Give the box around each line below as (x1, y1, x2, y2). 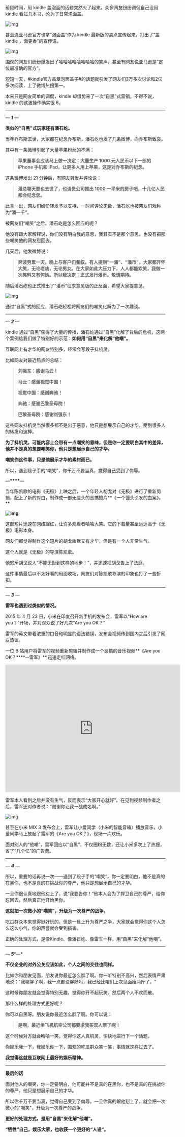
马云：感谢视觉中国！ (17, 379, 63, 384)
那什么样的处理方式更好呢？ (5, 1000, 64, 1006)
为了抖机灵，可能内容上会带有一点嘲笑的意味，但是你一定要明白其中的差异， (5, 440, 166, 445)
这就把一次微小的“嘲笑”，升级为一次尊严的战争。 (5, 908, 108, 914)
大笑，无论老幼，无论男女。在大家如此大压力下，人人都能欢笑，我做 (17, 265, 161, 272)
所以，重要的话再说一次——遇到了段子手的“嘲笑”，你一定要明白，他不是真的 (5, 874, 165, 879)
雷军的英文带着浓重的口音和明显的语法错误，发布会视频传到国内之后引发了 (5, 631, 161, 637)
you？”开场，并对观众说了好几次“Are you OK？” (5, 620, 105, 625)
